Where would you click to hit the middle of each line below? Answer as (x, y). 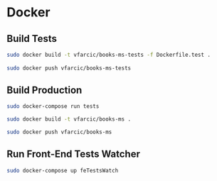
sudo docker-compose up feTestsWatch (63, 170)
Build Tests (32, 39)
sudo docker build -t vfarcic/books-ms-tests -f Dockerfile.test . (109, 55)
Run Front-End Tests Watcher (73, 154)
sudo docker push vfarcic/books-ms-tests (69, 68)
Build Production (44, 90)
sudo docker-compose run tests (53, 106)
